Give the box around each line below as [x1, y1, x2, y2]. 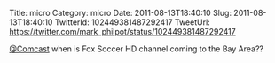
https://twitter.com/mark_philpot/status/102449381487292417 [9, 27, 237, 36]
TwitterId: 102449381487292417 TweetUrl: [54, 17, 210, 28]
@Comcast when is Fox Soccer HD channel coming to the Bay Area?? [9, 43, 264, 54]
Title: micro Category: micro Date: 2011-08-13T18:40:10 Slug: [9, 8, 232, 18]
